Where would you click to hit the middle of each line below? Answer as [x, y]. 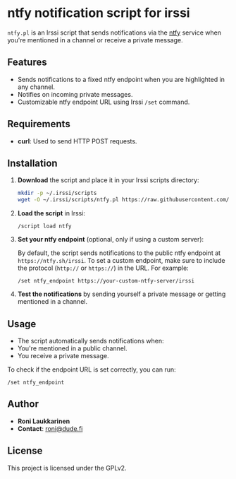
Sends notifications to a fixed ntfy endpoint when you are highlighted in [121, 79]
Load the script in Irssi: [51, 213]
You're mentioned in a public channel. [73, 348]
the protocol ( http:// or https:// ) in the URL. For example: [103, 268]
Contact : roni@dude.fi [50, 428]
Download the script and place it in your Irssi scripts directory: [108, 180]
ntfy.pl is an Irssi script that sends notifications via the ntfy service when [114, 32]
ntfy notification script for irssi [99, 13]
